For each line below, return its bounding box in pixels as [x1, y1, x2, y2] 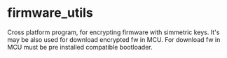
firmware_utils [7, 5, 93, 21]
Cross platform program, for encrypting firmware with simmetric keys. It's [7, 28, 220, 36]
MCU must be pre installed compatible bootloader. [7, 43, 153, 51]
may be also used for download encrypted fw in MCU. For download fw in [7, 35, 221, 43]
